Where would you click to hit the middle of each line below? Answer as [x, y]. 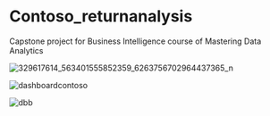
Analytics [26, 50]
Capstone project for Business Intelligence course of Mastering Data [135, 41]
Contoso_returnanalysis [101, 17]
